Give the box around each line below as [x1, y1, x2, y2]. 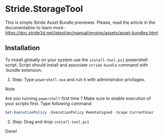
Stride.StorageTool [5, 3, 83, 15]
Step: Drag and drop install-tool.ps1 [12, 119, 89, 124]
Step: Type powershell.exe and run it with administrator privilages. [12, 76, 145, 82]
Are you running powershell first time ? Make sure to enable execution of [5, 95, 151, 101]
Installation [5, 44, 40, 52]
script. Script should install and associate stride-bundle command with [5, 62, 148, 68]
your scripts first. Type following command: [5, 101, 93, 106]
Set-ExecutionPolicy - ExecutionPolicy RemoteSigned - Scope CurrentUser [5, 110, 154, 115]
